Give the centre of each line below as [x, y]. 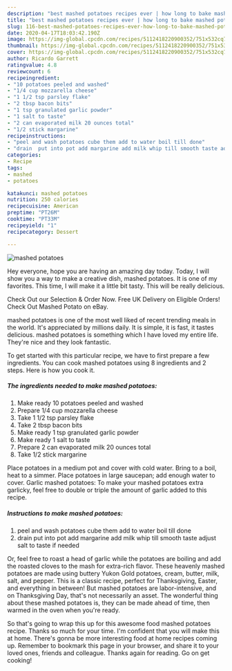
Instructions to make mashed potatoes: [65, 513]
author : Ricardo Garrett [43, 59]
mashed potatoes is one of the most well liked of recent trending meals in [112, 320]
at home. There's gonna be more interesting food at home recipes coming [112, 638]
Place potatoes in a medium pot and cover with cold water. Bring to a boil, [112, 468]
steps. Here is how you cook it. [51, 370]
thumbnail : [23, 46]
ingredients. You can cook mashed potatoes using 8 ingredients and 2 [107, 362]
